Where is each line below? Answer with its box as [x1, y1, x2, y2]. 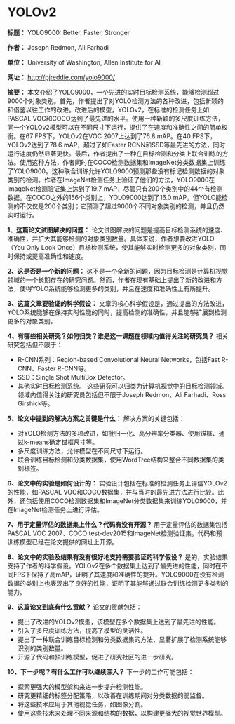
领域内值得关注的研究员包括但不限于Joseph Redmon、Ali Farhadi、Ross [17, 390, 227, 398]
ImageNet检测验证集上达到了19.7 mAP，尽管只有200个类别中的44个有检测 [7, 184, 223, 193]
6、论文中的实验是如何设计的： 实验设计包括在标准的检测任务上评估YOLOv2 [7, 478, 228, 488]
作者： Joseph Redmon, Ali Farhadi [7, 43, 109, 51]
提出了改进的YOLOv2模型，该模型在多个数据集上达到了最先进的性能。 [17, 617, 220, 626]
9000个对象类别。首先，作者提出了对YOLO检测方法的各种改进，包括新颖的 [7, 96, 224, 105]
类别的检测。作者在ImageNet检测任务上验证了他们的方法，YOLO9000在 [7, 175, 215, 184]
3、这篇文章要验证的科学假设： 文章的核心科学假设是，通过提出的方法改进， [7, 299, 228, 307]
